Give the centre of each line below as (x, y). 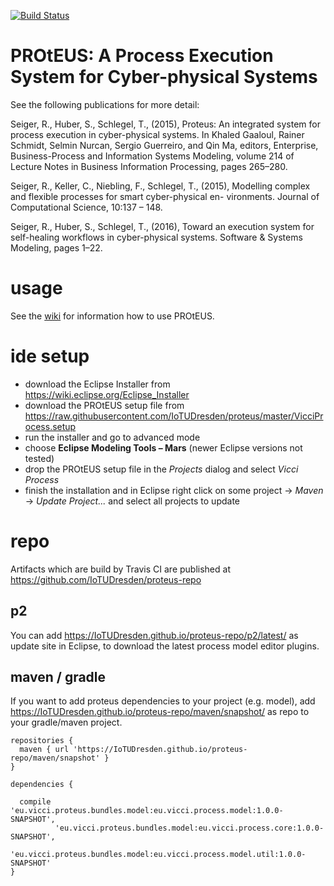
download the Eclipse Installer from (97, 384)
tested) (39, 458)
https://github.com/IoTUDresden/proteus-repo (106, 579)
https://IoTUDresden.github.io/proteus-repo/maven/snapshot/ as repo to (160, 712)
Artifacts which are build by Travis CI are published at (120, 569)
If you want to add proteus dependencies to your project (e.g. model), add (163, 701)
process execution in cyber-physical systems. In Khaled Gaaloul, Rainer (157, 134)
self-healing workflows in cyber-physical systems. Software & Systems (156, 237)
